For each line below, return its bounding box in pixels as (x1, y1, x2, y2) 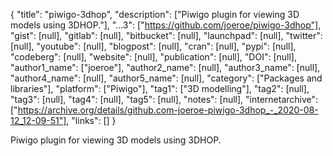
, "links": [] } (66, 115, 117, 126)
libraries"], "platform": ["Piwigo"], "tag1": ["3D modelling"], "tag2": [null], (10, 83, 310, 94)
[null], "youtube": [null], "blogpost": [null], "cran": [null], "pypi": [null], (10, 40, 297, 52)
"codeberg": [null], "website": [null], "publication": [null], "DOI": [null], (10, 51, 297, 63)
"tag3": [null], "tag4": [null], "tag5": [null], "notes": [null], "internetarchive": (10, 94, 319, 105)
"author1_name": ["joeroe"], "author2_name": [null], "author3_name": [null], (10, 62, 321, 73)
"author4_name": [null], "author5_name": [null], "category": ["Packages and (10, 72, 323, 84)
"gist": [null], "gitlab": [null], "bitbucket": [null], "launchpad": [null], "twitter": (10, 30, 323, 41)
